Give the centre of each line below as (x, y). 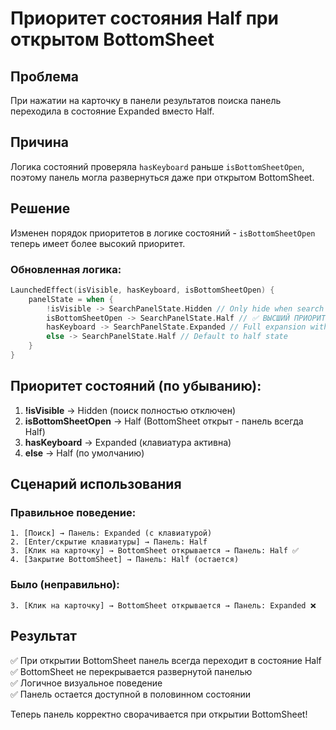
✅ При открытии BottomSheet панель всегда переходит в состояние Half (166, 660)
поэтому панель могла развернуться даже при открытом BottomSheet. (162, 177)
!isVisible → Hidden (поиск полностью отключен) (130, 410)
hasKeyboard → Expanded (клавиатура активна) (128, 442)
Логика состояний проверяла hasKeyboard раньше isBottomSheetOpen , (157, 166)
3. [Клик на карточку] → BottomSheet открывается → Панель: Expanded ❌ (163, 605)
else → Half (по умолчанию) (84, 453)
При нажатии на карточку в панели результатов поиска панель (146, 100)
